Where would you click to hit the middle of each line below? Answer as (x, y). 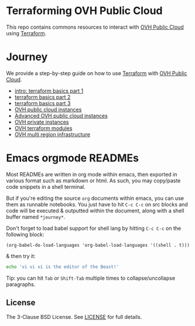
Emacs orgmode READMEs (73, 158)
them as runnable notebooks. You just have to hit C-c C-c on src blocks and (97, 204)
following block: (25, 234)
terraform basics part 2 (42, 97)
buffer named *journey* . (36, 217)
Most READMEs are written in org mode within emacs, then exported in (92, 174)
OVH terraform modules (43, 128)
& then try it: (21, 256)
